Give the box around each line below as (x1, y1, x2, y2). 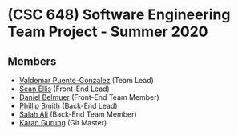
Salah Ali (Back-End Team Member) (18, 109, 137, 119)
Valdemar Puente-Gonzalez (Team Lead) (18, 76, 154, 85)
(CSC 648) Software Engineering (7, 6, 231, 24)
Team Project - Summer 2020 (7, 22, 208, 41)
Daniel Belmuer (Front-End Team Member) (18, 93, 159, 101)
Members (7, 54, 57, 68)
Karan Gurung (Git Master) (18, 118, 107, 127)
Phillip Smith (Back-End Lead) (18, 101, 118, 110)
